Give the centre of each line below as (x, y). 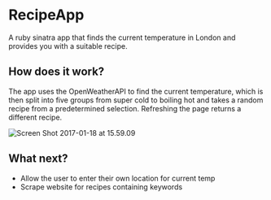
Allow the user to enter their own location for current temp (118, 178)
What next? (38, 159)
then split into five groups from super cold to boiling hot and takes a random (136, 100)
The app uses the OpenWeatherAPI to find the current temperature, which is (136, 91)
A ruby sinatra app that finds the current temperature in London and (122, 37)
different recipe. (35, 117)
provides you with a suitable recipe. (68, 46)
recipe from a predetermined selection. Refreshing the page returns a (125, 108)
